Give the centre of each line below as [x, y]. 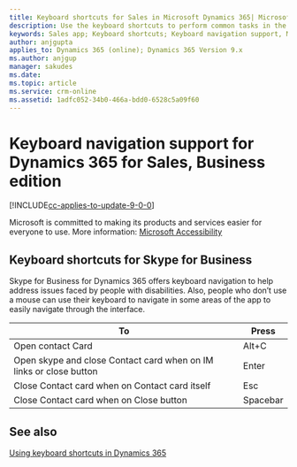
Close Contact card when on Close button [100, 401]
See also [33, 431]
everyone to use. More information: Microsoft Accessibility [116, 232]
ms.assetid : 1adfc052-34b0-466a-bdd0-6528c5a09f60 [104, 100]
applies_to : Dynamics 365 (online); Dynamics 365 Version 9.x [126, 50]
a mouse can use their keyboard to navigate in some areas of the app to [140, 300]
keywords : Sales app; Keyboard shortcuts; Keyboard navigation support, [146, 34]
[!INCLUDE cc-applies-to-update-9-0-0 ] [82, 205]
